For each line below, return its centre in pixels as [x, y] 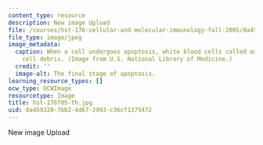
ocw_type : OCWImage [40, 88]
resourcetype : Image [42, 96]
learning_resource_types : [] [56, 81]
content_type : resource [47, 15]
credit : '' [33, 67]
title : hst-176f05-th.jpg [50, 103]
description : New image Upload [59, 23]
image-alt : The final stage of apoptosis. [85, 74]
